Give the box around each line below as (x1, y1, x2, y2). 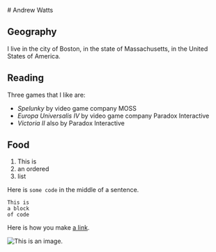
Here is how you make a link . (7, 223, 90, 232)
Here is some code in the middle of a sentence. (7, 186, 139, 194)
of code (7, 212, 30, 219)
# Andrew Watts (7, 6, 54, 14)
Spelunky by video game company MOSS (17, 104, 137, 112)
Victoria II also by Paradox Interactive (17, 118, 125, 127)
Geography (7, 26, 57, 38)
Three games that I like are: (7, 90, 86, 99)
